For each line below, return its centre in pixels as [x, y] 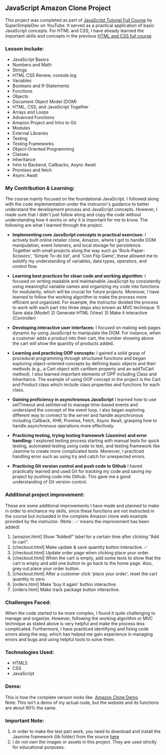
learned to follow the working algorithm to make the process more [80, 297]
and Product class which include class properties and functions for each [86, 385]
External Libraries [30, 133]
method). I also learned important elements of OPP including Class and [84, 374]
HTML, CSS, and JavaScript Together [50, 107]
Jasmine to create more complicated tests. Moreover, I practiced [78, 451]
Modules [21, 128]
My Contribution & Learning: [40, 188]
